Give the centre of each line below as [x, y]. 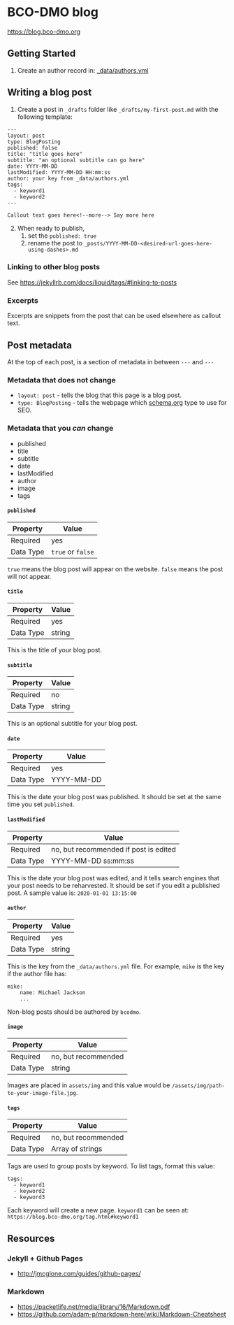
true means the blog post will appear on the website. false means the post [115, 569]
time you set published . [41, 804]
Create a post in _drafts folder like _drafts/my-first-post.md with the [118, 109]
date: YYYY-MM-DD [32, 166]
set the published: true [62, 236]
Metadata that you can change [60, 429]
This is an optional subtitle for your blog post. [72, 724]
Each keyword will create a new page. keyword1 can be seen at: [98, 1210]
